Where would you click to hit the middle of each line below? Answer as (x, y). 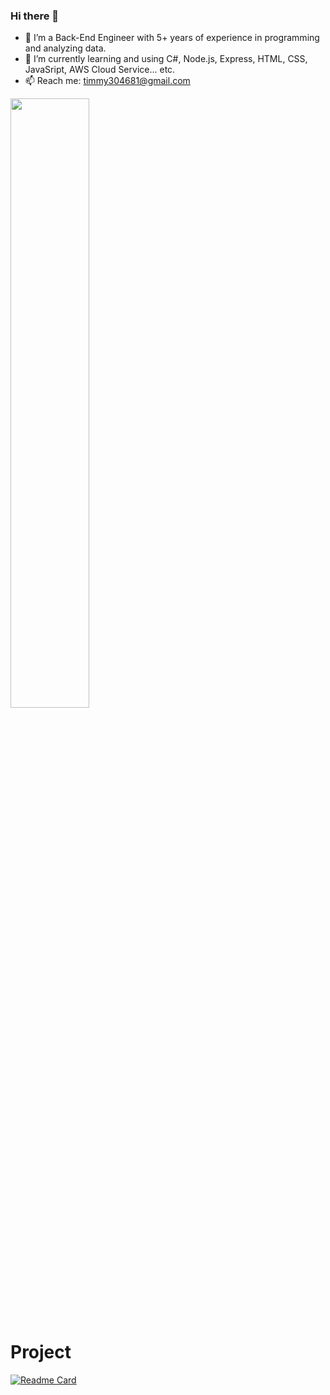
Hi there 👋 (35, 16)
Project (41, 1352)
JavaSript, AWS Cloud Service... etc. (100, 70)
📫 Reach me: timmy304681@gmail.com (107, 81)
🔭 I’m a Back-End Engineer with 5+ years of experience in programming (172, 38)
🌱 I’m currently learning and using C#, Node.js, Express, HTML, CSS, (166, 59)
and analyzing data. (65, 48)
